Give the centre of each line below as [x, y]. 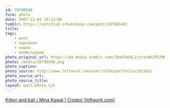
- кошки [22, 48]
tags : [11, 33]
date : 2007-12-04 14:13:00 [34, 19]
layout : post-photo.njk [30, 85]
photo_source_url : [25, 76]
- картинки [26, 43]
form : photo [18, 15]
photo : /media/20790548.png [35, 62]
